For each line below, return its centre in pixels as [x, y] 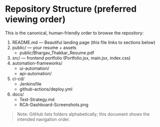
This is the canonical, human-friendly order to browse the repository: [74, 33]
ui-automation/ [34, 68]
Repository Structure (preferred [71, 9]
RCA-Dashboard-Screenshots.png [54, 105]
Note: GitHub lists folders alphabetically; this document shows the [83, 114]
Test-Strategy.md [37, 99]
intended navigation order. [43, 119]
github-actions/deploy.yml [46, 89]
